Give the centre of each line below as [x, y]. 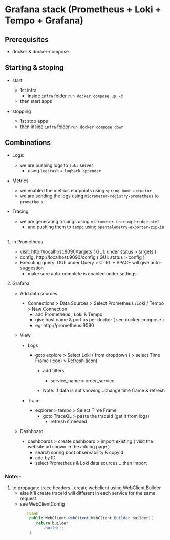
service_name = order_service [82, 381]
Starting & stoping [34, 68]
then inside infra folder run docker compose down [72, 127]
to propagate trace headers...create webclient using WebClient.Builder [87, 488]
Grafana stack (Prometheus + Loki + [83, 10]
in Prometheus [27, 242]
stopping [22, 111]
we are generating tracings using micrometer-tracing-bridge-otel [90, 221]
